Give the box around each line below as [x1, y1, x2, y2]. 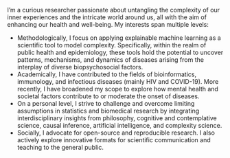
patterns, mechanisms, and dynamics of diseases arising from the [16, 56, 205, 64]
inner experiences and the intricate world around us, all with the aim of [7, 13, 207, 21]
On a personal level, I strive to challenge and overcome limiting [16, 100, 195, 107]
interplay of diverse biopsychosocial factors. [16, 63, 143, 71]
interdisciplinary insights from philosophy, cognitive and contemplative [16, 114, 218, 122]
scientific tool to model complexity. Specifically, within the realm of [16, 41, 207, 49]
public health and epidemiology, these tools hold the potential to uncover [16, 48, 224, 56]
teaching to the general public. [16, 144, 104, 151]
